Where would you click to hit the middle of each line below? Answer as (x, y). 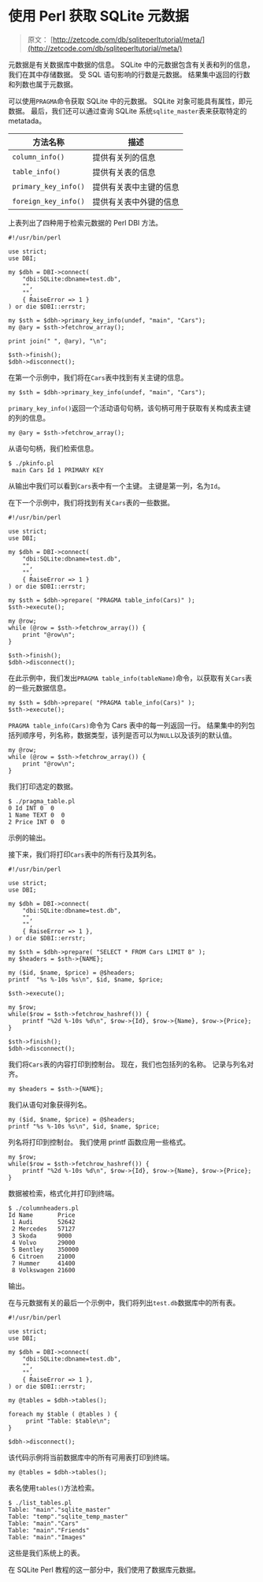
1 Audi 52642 (44, 1222)
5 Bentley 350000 (45, 1249)
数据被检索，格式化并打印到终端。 (63, 1193)
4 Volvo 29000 (44, 1242)
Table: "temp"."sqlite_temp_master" (68, 1517)
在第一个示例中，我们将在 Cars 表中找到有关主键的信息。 (98, 377)
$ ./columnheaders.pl (44, 1208)
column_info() (39, 157)
